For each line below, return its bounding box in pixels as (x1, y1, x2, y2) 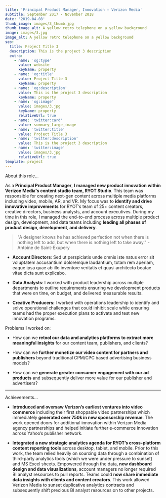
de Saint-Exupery (34, 245, 70, 250)
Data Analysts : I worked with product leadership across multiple (12, 279, 144, 285)
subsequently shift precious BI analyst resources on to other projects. (12, 487, 154, 493)
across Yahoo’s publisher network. (12, 430, 83, 436)
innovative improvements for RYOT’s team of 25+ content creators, (5, 203, 144, 209)
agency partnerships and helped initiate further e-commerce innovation (12, 425, 159, 431)
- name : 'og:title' (14, 72, 54, 77)
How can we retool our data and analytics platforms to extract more (12, 335, 154, 341)
